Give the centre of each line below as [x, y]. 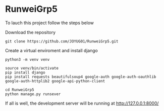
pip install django [25, 73]
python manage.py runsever [33, 94]
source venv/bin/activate [32, 68]
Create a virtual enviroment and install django [52, 50]
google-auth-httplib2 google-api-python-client [55, 81]
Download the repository [30, 32]
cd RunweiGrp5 [20, 90]
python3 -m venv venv [27, 59]
